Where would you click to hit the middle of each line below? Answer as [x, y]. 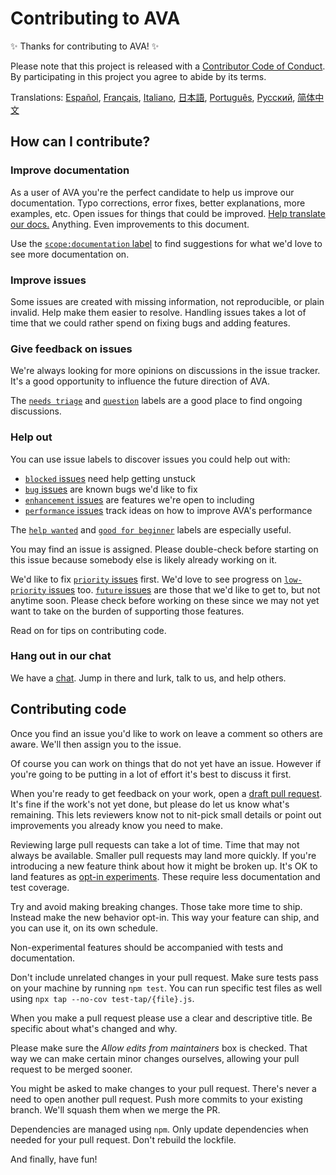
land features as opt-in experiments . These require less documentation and [165, 876]
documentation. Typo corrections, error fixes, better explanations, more [158, 203]
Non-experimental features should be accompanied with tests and [146, 947]
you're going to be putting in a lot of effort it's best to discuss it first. [151, 774]
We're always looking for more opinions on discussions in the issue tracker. [165, 371]
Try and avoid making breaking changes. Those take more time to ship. [156, 906]
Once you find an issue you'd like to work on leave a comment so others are [166, 733]
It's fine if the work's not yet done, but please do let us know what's [150, 804]
